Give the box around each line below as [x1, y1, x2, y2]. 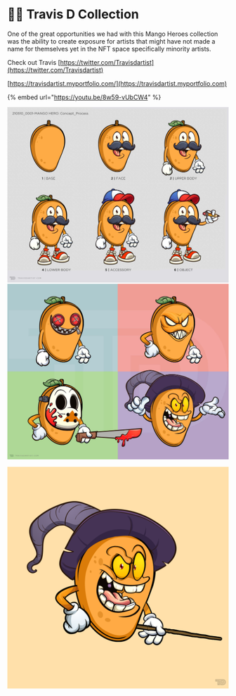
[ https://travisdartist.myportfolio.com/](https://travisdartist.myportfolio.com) [7, 79, 227, 87]
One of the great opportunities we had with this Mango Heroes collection [7, 30, 218, 38]
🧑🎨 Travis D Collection [7, 6, 139, 23]
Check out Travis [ [7, 58, 61, 66]
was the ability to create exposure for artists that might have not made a [7, 37, 216, 45]
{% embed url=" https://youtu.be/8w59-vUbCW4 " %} [7, 93, 162, 101]
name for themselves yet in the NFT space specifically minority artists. [7, 44, 212, 53]
